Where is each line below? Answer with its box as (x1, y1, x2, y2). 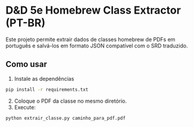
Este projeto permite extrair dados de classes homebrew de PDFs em (5, 36, 176, 43)
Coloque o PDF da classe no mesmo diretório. (14, 97, 127, 104)
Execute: (14, 103, 36, 110)
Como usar (5, 59, 48, 69)
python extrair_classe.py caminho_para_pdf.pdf (5, 115, 126, 121)
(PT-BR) (5, 16, 46, 30)
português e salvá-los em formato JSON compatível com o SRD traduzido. (5, 42, 188, 49)
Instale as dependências (14, 75, 74, 82)
